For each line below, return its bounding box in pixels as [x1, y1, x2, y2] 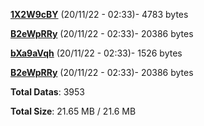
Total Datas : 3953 [10, 86, 85, 98]
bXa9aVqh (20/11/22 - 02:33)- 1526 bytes [10, 47, 183, 59]
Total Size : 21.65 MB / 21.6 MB [10, 105, 137, 117]
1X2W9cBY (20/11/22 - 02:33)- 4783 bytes [10, 9, 189, 20]
